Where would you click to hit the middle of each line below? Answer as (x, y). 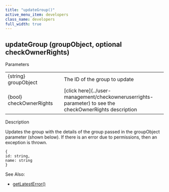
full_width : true (23, 24)
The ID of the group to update (99, 80)
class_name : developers (30, 19)
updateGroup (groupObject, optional (64, 44)
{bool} (15, 97)
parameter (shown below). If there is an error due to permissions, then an (81, 137)
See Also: (15, 174)
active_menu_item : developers (37, 15)
